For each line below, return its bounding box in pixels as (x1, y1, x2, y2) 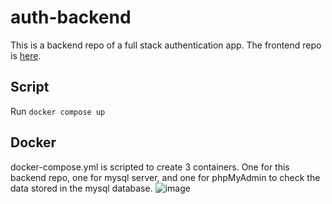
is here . (10, 49, 42, 61)
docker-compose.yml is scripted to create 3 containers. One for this (10, 161, 290, 173)
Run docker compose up (10, 105, 106, 117)
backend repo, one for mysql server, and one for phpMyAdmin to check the (10, 171, 321, 183)
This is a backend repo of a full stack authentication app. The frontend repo (10, 39, 322, 51)
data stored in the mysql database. (10, 182, 153, 194)
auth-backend (10, 6, 132, 29)
